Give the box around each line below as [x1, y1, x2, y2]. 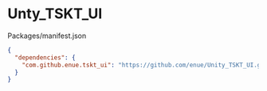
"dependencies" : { [14, 53, 77, 62]
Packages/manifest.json [7, 31, 87, 40]
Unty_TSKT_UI [7, 5, 103, 23]
